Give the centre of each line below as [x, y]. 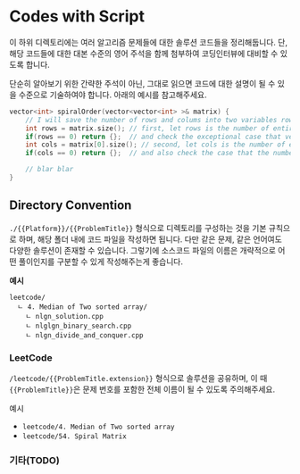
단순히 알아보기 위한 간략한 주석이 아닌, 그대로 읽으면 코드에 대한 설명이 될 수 [142, 83]
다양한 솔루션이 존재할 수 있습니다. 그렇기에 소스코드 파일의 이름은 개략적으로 [143, 250]
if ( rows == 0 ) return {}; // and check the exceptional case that [153, 137]
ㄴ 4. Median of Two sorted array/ [83, 307]
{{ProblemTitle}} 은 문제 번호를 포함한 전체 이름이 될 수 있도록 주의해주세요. [142, 389]
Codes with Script [77, 17]
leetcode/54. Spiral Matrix [74, 437]
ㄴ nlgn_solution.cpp [65, 316]
